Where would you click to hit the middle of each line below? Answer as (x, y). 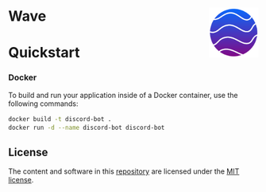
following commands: (43, 104)
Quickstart (44, 53)
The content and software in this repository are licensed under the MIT (124, 171)
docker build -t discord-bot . (60, 119)
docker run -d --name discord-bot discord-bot (87, 127)
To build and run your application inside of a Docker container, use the (123, 95)
